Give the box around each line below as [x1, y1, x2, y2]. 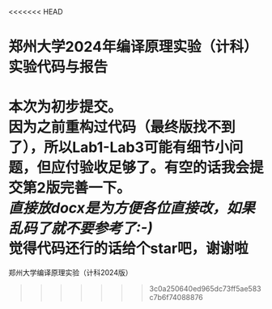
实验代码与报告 [8, 58, 108, 76]
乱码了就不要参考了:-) [8, 219, 153, 238]
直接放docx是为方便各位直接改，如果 [8, 199, 255, 218]
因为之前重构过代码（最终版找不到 [8, 118, 236, 137]
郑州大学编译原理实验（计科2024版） [8, 268, 133, 277]
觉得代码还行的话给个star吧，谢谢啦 [8, 239, 249, 258]
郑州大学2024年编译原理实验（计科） [8, 38, 258, 56]
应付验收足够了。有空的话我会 [51, 159, 250, 177]
